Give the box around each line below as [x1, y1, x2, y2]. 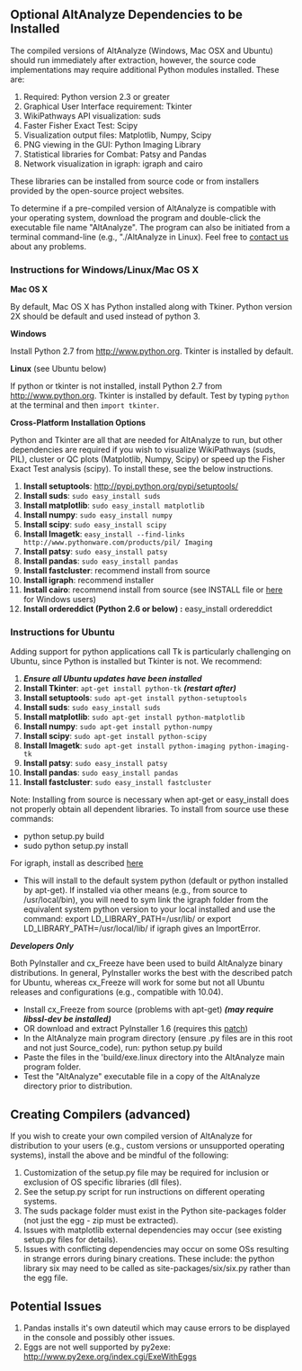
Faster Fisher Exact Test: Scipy [22, 120, 138, 131]
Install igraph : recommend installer [22, 575, 155, 586]
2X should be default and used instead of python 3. [10, 311, 200, 322]
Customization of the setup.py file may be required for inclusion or [22, 1168, 270, 1178]
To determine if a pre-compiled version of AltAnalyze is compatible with [10, 203, 277, 213]
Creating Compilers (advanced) [10, 1106, 191, 1122]
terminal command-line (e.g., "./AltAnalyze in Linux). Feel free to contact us [10, 231, 289, 242]
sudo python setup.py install [22, 841, 129, 852]
